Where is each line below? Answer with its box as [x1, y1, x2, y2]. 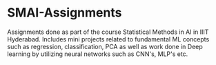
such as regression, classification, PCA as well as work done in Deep [7, 42, 204, 50]
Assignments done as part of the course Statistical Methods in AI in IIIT [7, 28, 209, 36]
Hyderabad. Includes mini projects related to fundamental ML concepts [7, 35, 210, 43]
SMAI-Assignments [7, 5, 122, 21]
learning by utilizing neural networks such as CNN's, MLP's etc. [7, 50, 188, 58]
